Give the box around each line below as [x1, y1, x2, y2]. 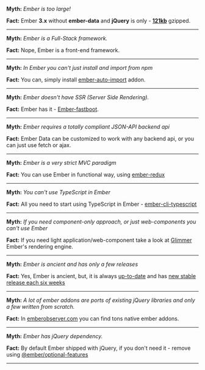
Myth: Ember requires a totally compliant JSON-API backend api [6, 123, 170, 130]
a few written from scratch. [6, 303, 75, 310]
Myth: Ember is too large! [6, 6, 71, 12]
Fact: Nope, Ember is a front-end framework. [6, 47, 120, 54]
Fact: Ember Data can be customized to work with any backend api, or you [6, 135, 194, 142]
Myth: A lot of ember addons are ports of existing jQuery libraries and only [6, 296, 195, 304]
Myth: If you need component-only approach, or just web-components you [6, 218, 196, 225]
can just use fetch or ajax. [6, 142, 71, 149]
